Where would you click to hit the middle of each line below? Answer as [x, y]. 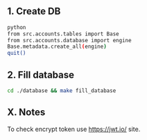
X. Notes [26, 113]
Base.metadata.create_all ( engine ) [57, 47]
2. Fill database [41, 75]
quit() [17, 53]
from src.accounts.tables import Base [63, 34]
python [17, 27]
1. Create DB [34, 11]
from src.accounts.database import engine [69, 40]
